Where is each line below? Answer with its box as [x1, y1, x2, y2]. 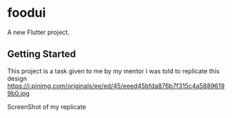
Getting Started [7, 48, 76, 60]
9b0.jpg [7, 89, 30, 97]
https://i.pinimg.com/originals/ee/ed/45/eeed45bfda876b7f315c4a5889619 [7, 82, 225, 90]
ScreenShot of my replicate [7, 103, 86, 111]
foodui [7, 5, 46, 21]
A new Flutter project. [7, 28, 70, 36]
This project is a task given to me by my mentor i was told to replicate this [7, 66, 220, 75]
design [7, 74, 27, 82]
